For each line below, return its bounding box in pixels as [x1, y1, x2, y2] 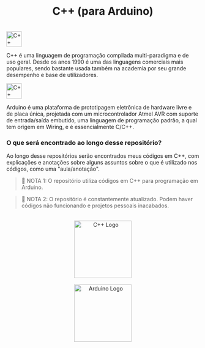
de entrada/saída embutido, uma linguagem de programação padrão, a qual [6, 116, 197, 124]
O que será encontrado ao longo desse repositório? [6, 138, 162, 147]
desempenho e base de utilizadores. [6, 71, 99, 78]
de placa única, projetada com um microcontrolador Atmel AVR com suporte [6, 110, 199, 117]
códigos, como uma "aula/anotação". [6, 165, 100, 172]
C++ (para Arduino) [52, 4, 154, 18]
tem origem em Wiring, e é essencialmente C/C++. [6, 123, 135, 130]
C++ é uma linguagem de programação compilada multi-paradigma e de [6, 51, 189, 59]
